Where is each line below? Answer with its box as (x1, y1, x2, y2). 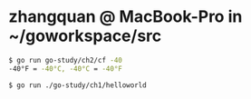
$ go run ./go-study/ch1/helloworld (8, 80, 147, 90)
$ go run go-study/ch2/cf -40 (8, 55, 123, 64)
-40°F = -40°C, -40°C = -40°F (8, 64, 123, 74)
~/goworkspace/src (8, 25, 162, 46)
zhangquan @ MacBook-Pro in (8, 6, 243, 27)
